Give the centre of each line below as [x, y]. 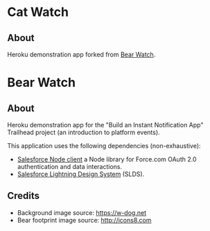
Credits [24, 196]
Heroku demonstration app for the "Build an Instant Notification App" [105, 125]
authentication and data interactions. [70, 167]
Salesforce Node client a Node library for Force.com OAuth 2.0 [107, 159]
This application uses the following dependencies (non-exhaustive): [104, 146]
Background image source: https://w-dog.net [82, 212]
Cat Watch [38, 12]
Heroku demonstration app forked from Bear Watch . [81, 54]
